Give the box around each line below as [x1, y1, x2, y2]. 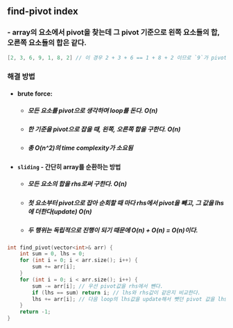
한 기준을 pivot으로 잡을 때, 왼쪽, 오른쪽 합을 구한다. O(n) [27, 125, 181, 134]
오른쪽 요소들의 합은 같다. [7, 38, 87, 48]
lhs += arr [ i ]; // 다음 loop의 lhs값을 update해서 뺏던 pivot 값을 [32, 295, 215, 302]
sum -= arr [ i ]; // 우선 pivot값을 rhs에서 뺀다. [32, 282, 164, 290]
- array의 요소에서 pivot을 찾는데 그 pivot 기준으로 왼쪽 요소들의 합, [7, 28, 220, 37]
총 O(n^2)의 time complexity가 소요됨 [27, 144, 133, 152]
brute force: [17, 89, 53, 98]
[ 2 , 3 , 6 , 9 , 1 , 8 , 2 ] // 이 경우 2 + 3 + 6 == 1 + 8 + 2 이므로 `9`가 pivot [7, 54, 227, 61]
